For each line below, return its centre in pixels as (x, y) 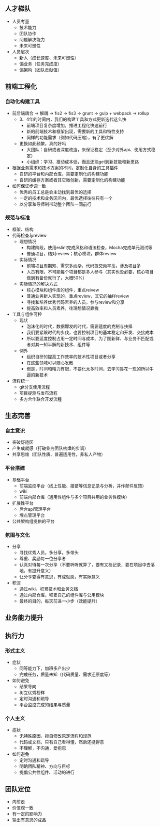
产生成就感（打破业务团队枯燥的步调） (50, 448)
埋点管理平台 (32, 515)
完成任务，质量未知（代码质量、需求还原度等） (66, 674)
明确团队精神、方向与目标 (45, 766)
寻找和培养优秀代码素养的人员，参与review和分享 (75, 302)
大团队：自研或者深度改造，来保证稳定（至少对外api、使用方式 (89, 149)
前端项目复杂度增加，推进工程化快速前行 (67, 125)
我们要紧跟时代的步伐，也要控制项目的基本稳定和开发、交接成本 (90, 332)
